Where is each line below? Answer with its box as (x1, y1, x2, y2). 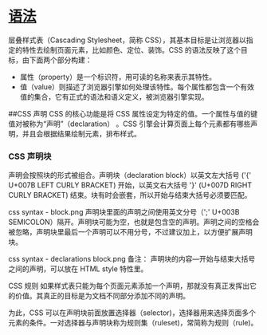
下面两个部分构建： (29, 55, 92, 65)
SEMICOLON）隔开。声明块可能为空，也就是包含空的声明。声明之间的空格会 (8, 217, 260, 227)
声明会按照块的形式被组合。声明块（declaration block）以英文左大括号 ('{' (8, 171, 252, 180)
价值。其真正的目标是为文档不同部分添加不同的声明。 (14, 291, 190, 301)
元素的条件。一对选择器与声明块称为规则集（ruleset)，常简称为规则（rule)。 (8, 318, 258, 328)
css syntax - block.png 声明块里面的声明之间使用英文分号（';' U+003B (8, 207, 240, 217)
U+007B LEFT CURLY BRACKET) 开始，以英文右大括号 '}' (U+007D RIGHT (8, 180, 253, 190)
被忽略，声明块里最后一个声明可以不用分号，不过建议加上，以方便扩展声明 (8, 227, 253, 237)
